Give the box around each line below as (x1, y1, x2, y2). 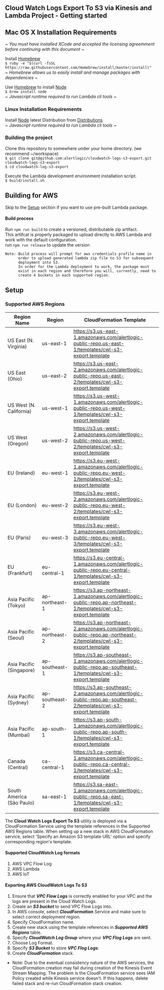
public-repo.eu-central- (73, 566, 131, 573)
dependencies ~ (5, 75, 38, 81)
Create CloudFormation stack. (12, 950, 74, 956)
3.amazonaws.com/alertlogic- (73, 528, 143, 535)
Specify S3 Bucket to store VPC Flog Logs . (12, 945, 100, 951)
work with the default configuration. (5, 237, 77, 242)
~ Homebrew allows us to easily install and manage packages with (5, 69, 140, 75)
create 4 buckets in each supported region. (18, 273, 110, 278)
